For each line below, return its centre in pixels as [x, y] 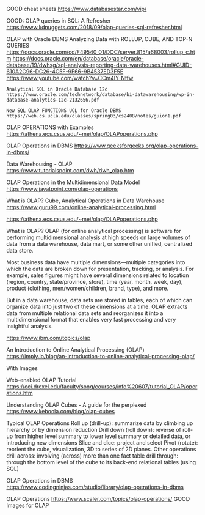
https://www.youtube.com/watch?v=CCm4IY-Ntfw [70, 78]
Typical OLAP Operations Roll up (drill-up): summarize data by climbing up [100, 423]
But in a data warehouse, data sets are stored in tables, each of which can [99, 300]
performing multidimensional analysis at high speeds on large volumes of [98, 237]
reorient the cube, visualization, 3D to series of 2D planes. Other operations [101, 449]
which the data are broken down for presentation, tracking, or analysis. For [100, 269]
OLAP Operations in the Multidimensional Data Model [73, 182]
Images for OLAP [28, 505]
